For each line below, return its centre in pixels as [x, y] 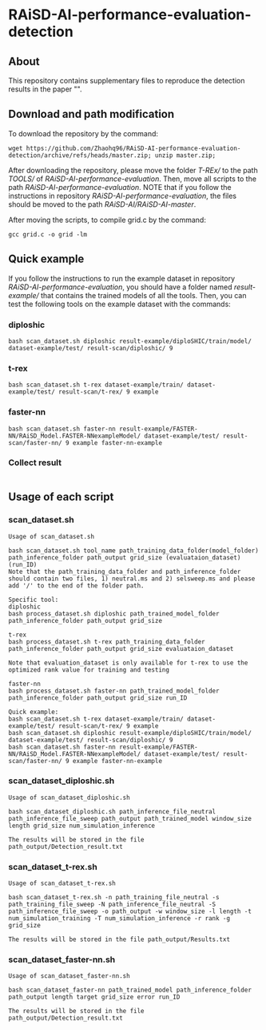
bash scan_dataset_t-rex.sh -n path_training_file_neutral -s [114, 898]
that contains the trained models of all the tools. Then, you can [143, 295]
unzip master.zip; [185, 155]
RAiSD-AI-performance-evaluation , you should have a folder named [120, 287]
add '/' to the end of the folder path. [77, 586]
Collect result [35, 462]
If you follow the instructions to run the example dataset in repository [122, 278]
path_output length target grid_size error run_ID [94, 997]
